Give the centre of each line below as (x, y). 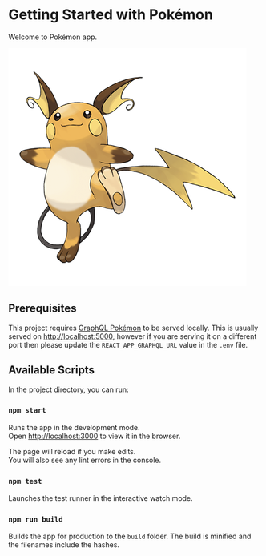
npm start (27, 411)
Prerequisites (42, 309)
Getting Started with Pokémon (111, 15)
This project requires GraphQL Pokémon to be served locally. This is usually (133, 328)
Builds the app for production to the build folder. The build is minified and (130, 536)
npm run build (36, 520)
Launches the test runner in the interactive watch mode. (101, 498)
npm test (25, 481)
